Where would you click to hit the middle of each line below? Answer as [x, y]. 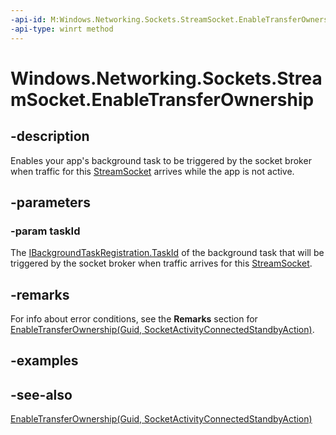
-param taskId [45, 231]
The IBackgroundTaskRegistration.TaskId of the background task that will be [167, 253]
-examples [44, 361]
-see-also [41, 394]
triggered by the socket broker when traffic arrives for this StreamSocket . [161, 263]
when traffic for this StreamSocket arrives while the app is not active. [152, 171]
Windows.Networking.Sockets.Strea [166, 78]
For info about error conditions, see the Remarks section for [134, 319]
